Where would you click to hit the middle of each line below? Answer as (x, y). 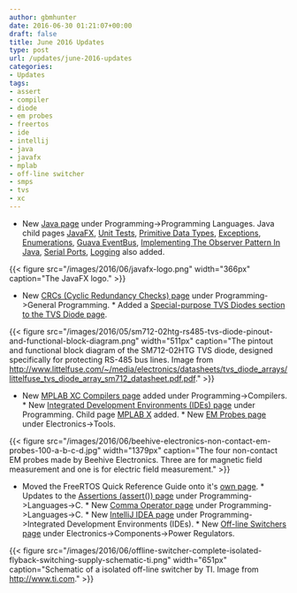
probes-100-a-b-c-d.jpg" (55, 450)
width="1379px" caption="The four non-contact (190, 450)
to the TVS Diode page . (65, 314)
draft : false (33, 34)
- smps (21, 182)
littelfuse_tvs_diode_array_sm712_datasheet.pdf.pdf (103, 378)
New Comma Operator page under (154, 504)
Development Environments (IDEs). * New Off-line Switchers (177, 524)
